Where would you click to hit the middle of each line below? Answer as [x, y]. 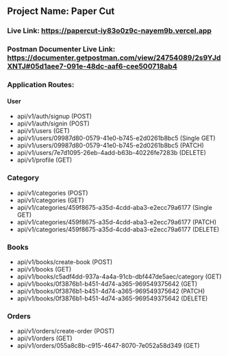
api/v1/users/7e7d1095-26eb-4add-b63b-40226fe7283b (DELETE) [112, 153]
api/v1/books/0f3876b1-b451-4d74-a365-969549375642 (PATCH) [111, 291]
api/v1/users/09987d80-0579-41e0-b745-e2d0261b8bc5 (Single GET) [116, 138]
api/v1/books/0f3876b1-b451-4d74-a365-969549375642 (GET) [107, 283]
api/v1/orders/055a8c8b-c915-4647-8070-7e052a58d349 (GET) [108, 346]
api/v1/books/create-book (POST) [65, 262]
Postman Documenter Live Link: [61, 49]
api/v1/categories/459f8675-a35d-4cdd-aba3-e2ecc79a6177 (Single [114, 207]
